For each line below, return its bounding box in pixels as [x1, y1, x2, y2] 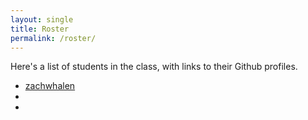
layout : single [10, 14, 74, 25]
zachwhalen [24, 80, 76, 92]
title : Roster [10, 24, 70, 34]
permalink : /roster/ [10, 33, 97, 43]
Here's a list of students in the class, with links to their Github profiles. [10, 61, 298, 73]
